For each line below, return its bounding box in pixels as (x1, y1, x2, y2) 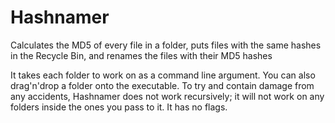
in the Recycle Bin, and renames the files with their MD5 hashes (10, 49, 273, 61)
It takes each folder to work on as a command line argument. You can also (10, 69, 316, 81)
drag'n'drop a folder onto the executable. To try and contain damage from (10, 79, 315, 91)
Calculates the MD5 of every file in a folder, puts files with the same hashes (10, 39, 322, 51)
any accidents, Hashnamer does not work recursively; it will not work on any (10, 90, 325, 102)
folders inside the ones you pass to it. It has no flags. (10, 101, 228, 113)
